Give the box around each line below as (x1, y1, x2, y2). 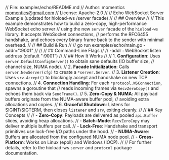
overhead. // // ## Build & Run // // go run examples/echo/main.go (5, 42, 143, 48)
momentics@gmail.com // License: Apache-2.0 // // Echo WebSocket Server (5, 10, 164, 16)
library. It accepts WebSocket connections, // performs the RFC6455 (5, 31, 148, 37)
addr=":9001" (5, 48, 34, 53)
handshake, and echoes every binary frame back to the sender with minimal (5, 37, 164, 43)
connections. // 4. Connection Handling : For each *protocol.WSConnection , (5, 80, 162, 86)
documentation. (5, 150, 38, 156)
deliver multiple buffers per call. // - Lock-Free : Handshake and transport (5, 123, 158, 129)
